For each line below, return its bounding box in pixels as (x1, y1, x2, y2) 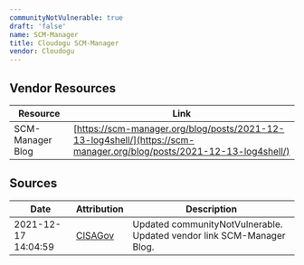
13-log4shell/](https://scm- (73, 133, 195, 146)
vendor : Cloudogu (9, 47, 75, 56)
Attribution (75, 203, 124, 215)
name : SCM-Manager (9, 30, 79, 39)
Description (185, 203, 238, 215)
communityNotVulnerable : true (9, 13, 124, 23)
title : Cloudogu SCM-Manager (9, 38, 119, 48)
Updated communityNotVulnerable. (132, 218, 283, 231)
